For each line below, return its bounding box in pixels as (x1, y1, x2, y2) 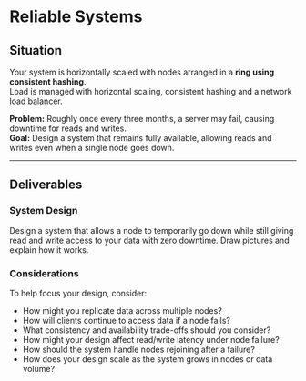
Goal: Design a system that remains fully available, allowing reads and (9, 133, 272, 143)
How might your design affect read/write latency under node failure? (22, 334, 280, 345)
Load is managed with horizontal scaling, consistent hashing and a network (9, 86, 292, 96)
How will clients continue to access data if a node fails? (22, 315, 230, 326)
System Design (9, 205, 78, 217)
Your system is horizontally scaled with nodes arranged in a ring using (9, 66, 275, 77)
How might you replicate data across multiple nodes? (22, 305, 223, 316)
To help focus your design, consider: (9, 287, 148, 298)
